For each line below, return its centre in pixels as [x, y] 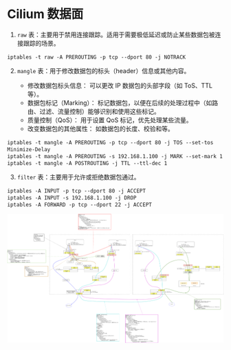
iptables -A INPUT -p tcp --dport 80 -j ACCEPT [77, 191]
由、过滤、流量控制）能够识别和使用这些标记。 [93, 111]
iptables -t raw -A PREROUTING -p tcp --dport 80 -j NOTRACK [97, 57]
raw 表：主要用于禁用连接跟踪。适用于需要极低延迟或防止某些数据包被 [116, 35]
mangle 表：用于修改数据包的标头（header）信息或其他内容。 [103, 70]
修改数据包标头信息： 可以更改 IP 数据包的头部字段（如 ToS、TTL [120, 85]
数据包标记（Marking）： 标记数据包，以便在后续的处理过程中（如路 [123, 103]
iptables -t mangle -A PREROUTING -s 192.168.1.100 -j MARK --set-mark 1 [115, 156]
